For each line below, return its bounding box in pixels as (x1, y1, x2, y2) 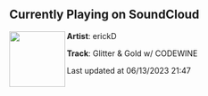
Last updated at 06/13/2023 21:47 (66, 65, 192, 76)
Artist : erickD (66, 30, 118, 41)
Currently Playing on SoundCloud (9, 7, 200, 22)
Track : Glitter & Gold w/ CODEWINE (66, 48, 198, 59)
